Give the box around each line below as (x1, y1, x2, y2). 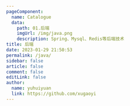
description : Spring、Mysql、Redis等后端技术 (17, 36, 125, 42)
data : (11, 19, 25, 25)
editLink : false (6, 74, 46, 80)
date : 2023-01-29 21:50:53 (6, 47, 73, 53)
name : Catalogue (11, 14, 51, 20)
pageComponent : (6, 8, 44, 15)
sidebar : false (6, 58, 44, 64)
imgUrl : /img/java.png (17, 31, 73, 37)
